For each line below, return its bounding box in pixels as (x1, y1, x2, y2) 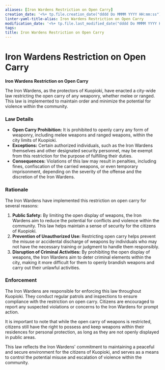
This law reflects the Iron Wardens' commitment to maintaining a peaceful (5, 343, 155, 350)
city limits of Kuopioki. (12, 137, 57, 143)
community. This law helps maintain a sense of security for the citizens (12, 223, 156, 229)
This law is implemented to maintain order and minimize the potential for (5, 98, 151, 104)
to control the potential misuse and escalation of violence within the (5, 354, 142, 360)
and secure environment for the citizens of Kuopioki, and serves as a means (5, 349, 159, 355)
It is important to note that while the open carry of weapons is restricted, (5, 318, 152, 324)
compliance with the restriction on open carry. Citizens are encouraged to (5, 299, 155, 304)
